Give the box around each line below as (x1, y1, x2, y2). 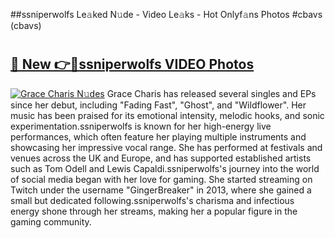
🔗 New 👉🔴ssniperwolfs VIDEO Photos (10, 56, 255, 73)
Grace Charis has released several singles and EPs (106, 87, 317, 99)
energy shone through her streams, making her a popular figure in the (10, 205, 298, 217)
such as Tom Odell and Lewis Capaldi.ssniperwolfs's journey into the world (10, 162, 320, 174)
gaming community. (10, 215, 92, 228)
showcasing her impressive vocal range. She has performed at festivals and (10, 141, 323, 153)
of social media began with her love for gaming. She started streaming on (10, 173, 313, 185)
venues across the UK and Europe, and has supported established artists (10, 152, 312, 164)
